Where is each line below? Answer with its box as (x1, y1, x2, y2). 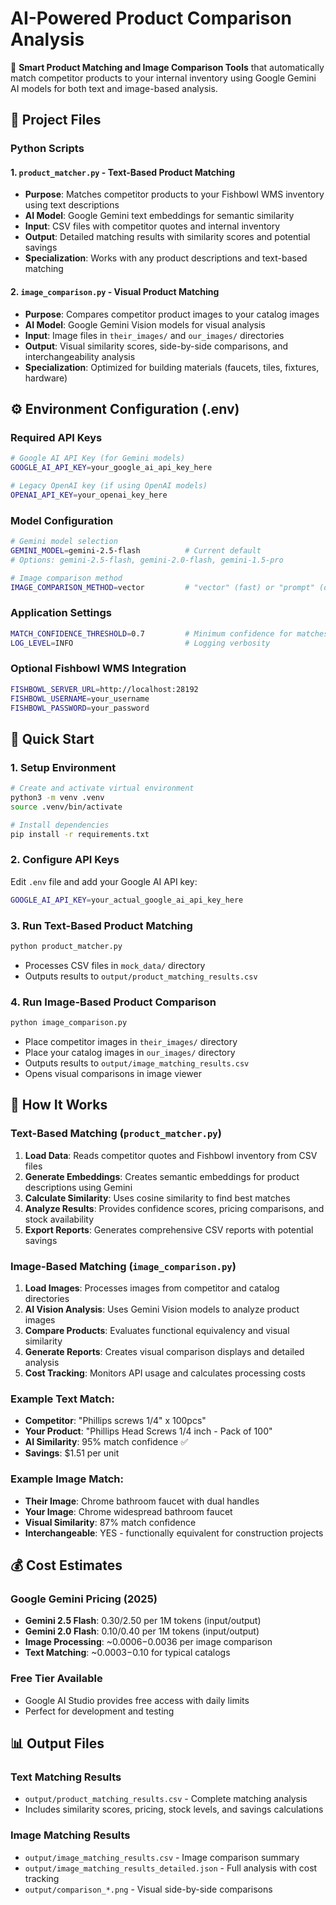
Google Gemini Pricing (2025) (10, 1592, 158, 1606)
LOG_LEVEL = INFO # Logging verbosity (10, 638, 271, 648)
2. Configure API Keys (10, 853, 120, 867)
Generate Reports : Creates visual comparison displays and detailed (24, 1346, 305, 1358)
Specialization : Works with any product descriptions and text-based (24, 252, 308, 264)
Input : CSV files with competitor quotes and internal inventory (24, 220, 281, 232)
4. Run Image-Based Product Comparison (10, 995, 217, 1009)
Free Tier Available (10, 1672, 103, 1686)
